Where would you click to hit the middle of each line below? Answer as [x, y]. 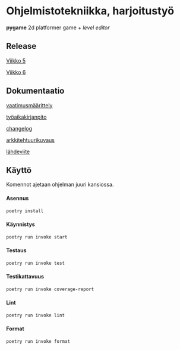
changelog [19, 128]
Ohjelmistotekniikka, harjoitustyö [90, 11]
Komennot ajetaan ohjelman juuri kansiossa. [60, 185]
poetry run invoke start [37, 237]
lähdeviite [18, 151]
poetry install [25, 211]
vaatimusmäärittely [29, 105]
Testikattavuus [25, 277]
